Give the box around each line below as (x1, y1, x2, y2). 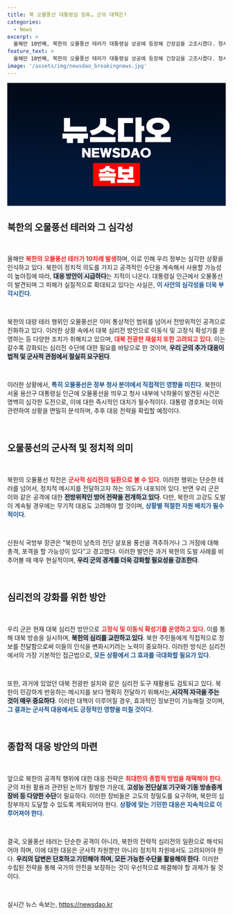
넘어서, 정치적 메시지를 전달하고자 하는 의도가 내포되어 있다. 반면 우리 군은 (19, 484, 220, 493)
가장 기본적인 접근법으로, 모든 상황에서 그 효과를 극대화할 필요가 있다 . (25, 650, 211, 659)
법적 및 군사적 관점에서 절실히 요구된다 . (7, 352, 112, 361)
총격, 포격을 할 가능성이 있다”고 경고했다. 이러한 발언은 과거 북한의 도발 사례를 (7, 547, 217, 555)
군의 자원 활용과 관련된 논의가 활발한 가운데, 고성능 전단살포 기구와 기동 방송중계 (7, 782, 223, 791)
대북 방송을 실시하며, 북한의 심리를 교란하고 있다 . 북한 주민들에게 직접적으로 (14, 633, 217, 642)
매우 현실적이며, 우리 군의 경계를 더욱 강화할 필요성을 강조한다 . (33, 556, 200, 564)
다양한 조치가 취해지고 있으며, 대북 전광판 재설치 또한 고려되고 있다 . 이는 (33, 335, 226, 343)
